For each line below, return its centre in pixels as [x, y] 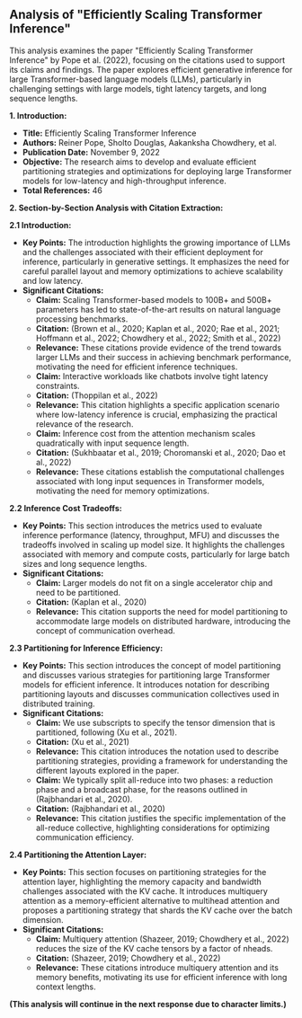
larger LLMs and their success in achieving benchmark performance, [164, 357]
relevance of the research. [84, 424]
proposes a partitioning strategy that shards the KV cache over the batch [157, 910]
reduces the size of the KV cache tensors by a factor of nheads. [154, 948]
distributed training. [59, 704]
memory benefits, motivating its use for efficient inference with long [161, 977]
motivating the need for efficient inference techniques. [137, 367]
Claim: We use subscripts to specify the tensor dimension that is [155, 722]
